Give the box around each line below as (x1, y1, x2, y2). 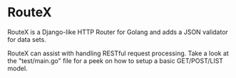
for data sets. (7, 35, 46, 43)
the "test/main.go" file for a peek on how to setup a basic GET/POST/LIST (7, 56, 223, 65)
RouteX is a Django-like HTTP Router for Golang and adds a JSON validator (7, 28, 228, 36)
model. (7, 64, 28, 72)
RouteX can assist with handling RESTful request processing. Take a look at (7, 49, 230, 57)
